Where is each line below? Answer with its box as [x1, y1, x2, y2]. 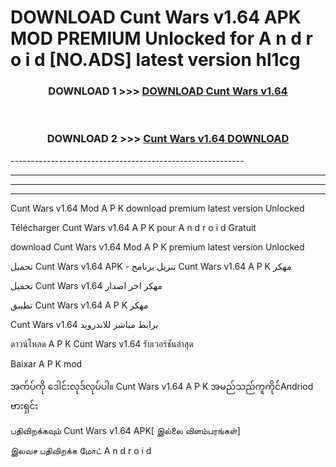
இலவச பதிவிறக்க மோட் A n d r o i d [10, 444, 152, 456]
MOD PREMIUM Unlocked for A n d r [10, 27, 313, 50]
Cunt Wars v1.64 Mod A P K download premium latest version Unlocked [10, 202, 305, 214]
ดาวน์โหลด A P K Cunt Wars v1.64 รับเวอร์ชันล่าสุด [10, 337, 194, 350]
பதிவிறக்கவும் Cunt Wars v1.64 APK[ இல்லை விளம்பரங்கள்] [10, 424, 241, 436]
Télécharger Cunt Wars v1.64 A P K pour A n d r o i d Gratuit [10, 221, 257, 233]
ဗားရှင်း [10, 399, 39, 411]
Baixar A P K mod [10, 357, 83, 370]
